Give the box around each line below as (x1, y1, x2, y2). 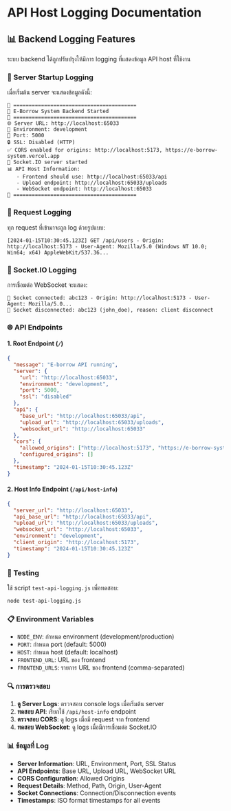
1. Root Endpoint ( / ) (7, 339, 64, 348)
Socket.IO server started (13, 159, 88, 166)
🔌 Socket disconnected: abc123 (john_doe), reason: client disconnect (7, 306, 214, 313)
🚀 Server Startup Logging (7, 72, 94, 82)
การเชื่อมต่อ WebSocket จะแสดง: (7, 281, 88, 289)
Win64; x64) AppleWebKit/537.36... (7, 249, 109, 256)
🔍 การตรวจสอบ (7, 681, 50, 691)
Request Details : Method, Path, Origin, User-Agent (16, 781, 162, 790)
